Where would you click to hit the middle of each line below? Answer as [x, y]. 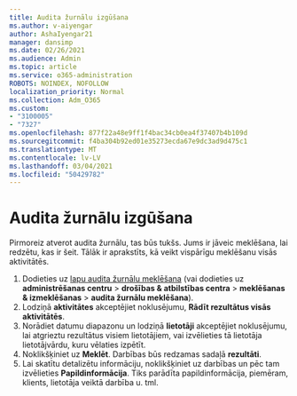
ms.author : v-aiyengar [51, 26]
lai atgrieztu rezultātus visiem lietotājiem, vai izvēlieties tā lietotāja [142, 336]
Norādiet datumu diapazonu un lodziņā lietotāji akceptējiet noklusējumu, [155, 326]
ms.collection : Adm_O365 [55, 100]
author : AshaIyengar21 [51, 34]
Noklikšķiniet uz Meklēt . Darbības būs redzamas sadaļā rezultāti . [141, 354]
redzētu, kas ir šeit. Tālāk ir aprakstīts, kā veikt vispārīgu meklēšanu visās [143, 252]
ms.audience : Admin [45, 59]
